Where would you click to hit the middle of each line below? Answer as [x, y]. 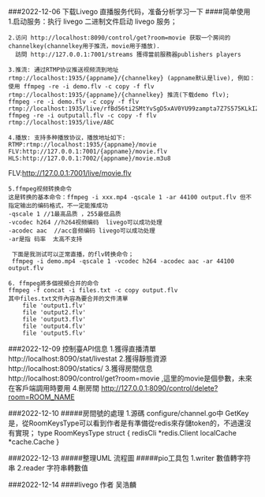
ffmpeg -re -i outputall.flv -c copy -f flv [82, 116]
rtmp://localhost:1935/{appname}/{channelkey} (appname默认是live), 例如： [132, 78]
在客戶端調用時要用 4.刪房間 [54, 388]
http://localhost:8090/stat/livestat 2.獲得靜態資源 [88, 358]
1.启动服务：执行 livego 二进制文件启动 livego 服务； [93, 21]
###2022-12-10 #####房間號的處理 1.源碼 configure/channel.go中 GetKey [129, 413]
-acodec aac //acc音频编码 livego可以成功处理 [82, 231]
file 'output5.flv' [54, 333]
